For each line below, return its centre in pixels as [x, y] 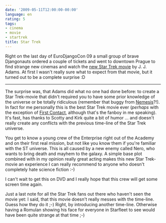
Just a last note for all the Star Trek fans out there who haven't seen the [78, 194]
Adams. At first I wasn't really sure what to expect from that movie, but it [79, 72]
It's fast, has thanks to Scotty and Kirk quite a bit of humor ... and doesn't [80, 117]
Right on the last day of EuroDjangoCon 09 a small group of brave [72, 56]
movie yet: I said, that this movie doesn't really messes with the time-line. [80, 199]
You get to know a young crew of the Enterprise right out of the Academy [80, 138]
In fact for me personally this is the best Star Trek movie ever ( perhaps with [82, 107]
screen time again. [24, 184]
